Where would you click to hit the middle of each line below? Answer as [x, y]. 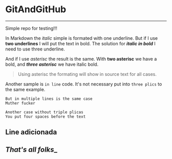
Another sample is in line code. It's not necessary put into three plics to [84, 84]
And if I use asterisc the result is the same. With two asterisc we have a [81, 59]
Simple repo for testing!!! [31, 28]
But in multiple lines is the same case [49, 99]
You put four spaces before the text [46, 116]
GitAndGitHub [36, 9]
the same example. [25, 89]
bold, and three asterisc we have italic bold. [52, 64]
